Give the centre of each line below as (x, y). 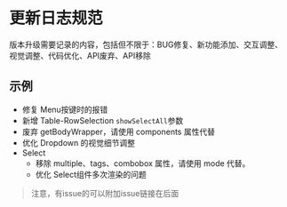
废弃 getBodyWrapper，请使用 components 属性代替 (119, 131)
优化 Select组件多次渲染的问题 (91, 174)
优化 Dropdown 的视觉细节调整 (79, 142)
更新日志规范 (56, 18)
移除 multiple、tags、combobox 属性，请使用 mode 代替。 (143, 163)
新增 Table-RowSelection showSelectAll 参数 (103, 120)
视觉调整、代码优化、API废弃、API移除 (80, 55)
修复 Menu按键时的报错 (65, 109)
